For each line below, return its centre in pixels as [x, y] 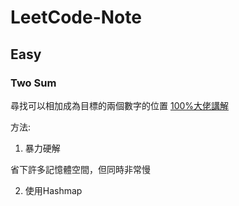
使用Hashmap [53, 190]
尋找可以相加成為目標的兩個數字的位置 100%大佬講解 [120, 105]
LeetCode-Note [76, 17]
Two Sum [33, 83]
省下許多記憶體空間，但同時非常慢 [80, 169]
